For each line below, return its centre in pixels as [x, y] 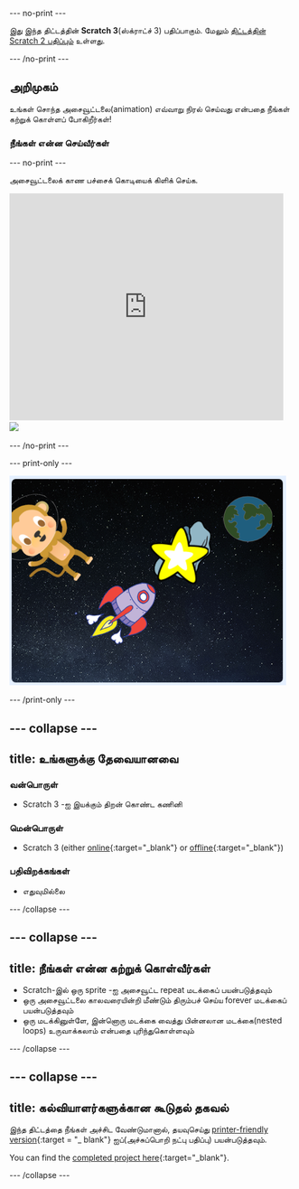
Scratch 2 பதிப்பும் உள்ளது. [57, 41]
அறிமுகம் [34, 87]
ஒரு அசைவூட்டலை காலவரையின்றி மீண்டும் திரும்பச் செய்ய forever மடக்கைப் [154, 1000]
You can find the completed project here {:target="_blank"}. [120, 1158]
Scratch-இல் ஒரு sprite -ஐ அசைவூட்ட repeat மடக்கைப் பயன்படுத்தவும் [147, 989]
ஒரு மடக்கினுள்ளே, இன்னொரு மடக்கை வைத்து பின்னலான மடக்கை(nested [152, 1020]
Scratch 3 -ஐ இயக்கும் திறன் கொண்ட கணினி [102, 804]
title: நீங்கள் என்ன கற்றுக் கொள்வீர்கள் [110, 968]
